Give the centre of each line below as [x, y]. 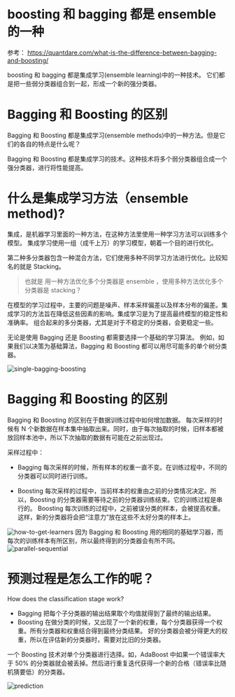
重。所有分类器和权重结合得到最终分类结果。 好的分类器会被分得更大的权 [122, 631]
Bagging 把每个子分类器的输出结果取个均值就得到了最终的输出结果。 [116, 613]
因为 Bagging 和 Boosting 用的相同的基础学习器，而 [149, 532]
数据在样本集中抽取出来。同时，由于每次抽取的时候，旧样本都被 [131, 428]
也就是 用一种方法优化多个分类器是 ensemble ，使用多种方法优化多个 [124, 281]
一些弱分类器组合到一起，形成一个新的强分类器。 [90, 83]
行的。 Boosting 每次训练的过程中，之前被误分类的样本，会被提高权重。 [121, 508]
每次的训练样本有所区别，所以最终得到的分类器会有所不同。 [93, 540]
